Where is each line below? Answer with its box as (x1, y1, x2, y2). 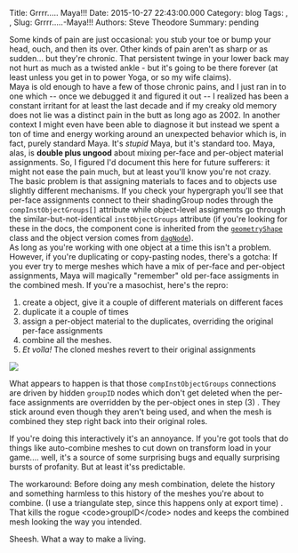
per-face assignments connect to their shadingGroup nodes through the (9, 195, 274, 205)
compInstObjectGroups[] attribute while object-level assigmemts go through (9, 204, 286, 214)
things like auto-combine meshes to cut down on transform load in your (9, 443, 271, 453)
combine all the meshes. (21, 335, 113, 345)
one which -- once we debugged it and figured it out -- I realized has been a (9, 91, 289, 101)
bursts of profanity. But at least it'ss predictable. (9, 461, 186, 472)
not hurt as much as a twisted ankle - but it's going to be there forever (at (9, 62, 278, 73)
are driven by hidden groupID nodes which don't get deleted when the (9, 388, 265, 398)
